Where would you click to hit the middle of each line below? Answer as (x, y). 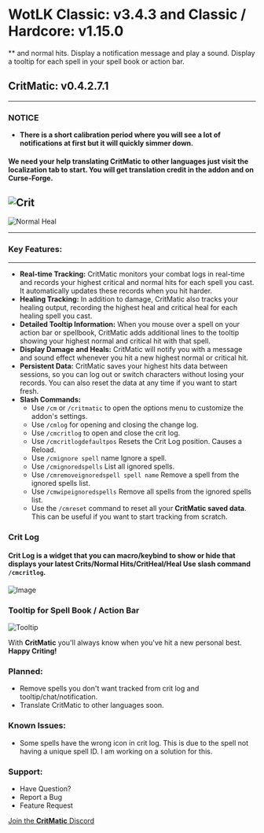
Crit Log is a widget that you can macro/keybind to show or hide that (122, 556)
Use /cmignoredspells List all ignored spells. (103, 466)
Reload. (44, 450)
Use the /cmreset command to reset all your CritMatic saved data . (139, 508)
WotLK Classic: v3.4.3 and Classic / (127, 15)
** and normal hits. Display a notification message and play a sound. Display (132, 53)
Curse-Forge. (31, 178)
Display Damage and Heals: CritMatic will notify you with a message (131, 349)
